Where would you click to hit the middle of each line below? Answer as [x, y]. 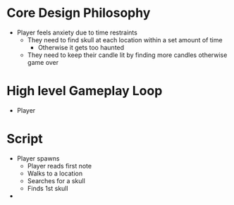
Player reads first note [60, 166]
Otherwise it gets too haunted [81, 47]
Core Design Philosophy [79, 13]
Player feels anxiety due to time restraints [77, 32]
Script [25, 139]
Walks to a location [55, 173]
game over [43, 62]
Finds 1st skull [48, 188]
